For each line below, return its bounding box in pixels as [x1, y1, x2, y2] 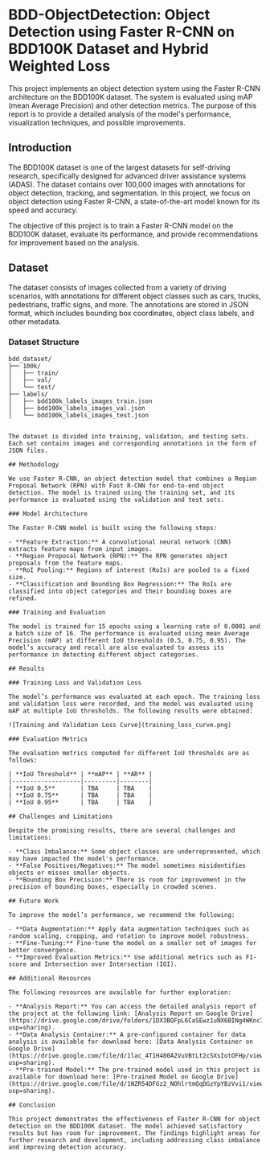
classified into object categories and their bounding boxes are [8, 587, 231, 595]
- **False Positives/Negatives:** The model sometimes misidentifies [8, 861, 247, 869]
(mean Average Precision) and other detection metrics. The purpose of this [8, 101, 257, 110]
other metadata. [8, 316, 62, 327]
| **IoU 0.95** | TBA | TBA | [8, 798, 153, 806]
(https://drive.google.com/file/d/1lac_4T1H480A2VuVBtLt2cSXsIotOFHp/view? [8, 1051, 268, 1059]
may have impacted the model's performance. [8, 854, 160, 862]
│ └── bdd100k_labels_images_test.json [8, 411, 149, 419]
